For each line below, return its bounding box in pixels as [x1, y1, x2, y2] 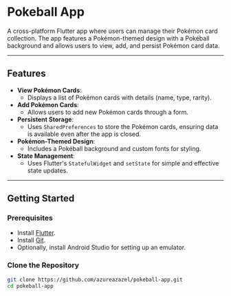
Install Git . [16, 236, 46, 244]
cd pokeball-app [7, 282, 54, 289]
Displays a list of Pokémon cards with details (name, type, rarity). [27, 93, 212, 102]
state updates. [27, 166, 69, 174]
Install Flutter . [16, 229, 56, 237]
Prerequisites [7, 214, 53, 223]
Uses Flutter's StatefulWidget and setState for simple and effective [27, 159, 219, 167]
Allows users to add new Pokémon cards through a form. [27, 108, 189, 116]
